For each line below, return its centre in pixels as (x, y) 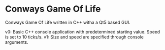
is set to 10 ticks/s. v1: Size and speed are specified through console (74, 37)
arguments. (17, 42)
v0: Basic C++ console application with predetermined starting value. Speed (82, 32)
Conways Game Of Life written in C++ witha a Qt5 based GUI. (68, 22)
